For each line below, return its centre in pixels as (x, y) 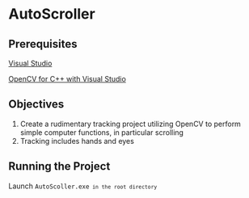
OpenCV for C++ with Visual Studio (68, 79)
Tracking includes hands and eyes (77, 141)
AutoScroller (52, 14)
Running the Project (59, 166)
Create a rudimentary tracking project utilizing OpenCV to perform (130, 124)
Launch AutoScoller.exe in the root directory (83, 186)
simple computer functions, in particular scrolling (102, 132)
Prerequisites (43, 44)
